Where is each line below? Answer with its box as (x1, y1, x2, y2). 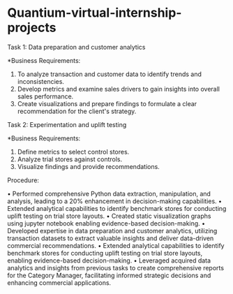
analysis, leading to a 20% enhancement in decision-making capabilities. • (7, 197, 222, 205)
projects (7, 20, 57, 36)
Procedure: (7, 176, 40, 184)
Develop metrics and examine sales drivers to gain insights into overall (17, 84, 220, 93)
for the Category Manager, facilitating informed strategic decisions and (7, 271, 211, 279)
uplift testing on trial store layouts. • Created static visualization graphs (7, 212, 211, 220)
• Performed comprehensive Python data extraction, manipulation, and (7, 189, 211, 198)
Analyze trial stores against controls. (17, 155, 123, 163)
